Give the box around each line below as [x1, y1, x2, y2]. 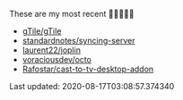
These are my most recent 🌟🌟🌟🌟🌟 [9, 9, 135, 19]
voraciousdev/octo [22, 54, 92, 64]
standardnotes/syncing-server [22, 36, 136, 46]
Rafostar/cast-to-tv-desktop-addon [22, 63, 154, 74]
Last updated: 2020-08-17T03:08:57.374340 [9, 81, 175, 91]
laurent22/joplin [22, 45, 81, 55]
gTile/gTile [22, 26, 62, 36]
